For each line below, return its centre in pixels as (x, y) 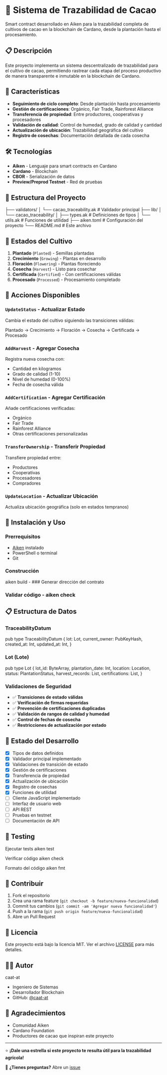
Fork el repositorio (31, 896)
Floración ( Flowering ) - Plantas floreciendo (56, 264)
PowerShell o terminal (35, 553)
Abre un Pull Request (34, 917)
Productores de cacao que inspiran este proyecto (63, 1036)
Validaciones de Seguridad (38, 686)
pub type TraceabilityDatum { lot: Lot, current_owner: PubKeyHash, (74, 639)
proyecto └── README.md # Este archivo (48, 226)
